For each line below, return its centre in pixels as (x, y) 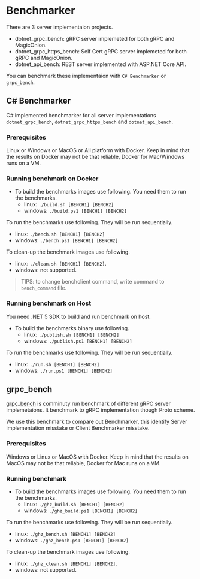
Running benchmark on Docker (52, 179)
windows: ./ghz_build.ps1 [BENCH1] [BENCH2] (81, 511)
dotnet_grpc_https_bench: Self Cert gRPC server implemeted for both (101, 51)
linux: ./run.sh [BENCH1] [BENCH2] (57, 364)
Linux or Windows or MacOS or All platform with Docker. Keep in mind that (98, 150)
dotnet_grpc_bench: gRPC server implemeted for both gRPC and (95, 38)
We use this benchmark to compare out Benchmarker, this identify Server (97, 422)
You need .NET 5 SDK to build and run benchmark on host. (78, 316)
